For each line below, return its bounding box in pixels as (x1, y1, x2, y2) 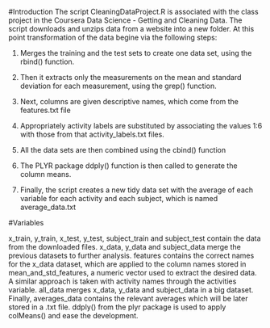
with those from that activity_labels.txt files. (19, 129, 165, 139)
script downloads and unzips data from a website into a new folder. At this (8, 24, 255, 33)
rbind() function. (19, 57, 75, 66)
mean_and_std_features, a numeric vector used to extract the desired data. (8, 268, 257, 277)
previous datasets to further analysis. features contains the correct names (8, 250, 255, 260)
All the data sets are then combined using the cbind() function (19, 145, 226, 154)
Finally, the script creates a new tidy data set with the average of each (19, 185, 254, 195)
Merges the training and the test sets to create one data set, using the (19, 48, 252, 57)
